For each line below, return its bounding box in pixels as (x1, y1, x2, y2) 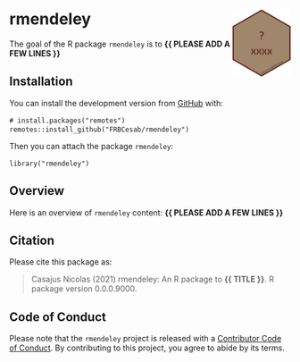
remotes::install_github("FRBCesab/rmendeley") (9, 125, 190, 134)
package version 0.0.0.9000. (30, 283, 137, 294)
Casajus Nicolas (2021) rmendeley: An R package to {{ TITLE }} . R (30, 274, 275, 285)
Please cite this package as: (9, 257, 112, 267)
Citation (9, 232, 55, 248)
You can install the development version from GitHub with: (9, 97, 223, 108)
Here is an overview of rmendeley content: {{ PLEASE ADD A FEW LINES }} (9, 206, 284, 218)
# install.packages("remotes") (9, 116, 126, 125)
